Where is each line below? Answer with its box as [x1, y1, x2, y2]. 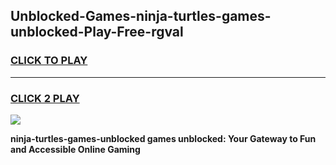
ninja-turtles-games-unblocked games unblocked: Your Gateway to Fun [10, 132, 317, 144]
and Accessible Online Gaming [10, 143, 141, 155]
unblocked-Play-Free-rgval [10, 24, 184, 41]
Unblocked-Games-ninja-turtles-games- [10, 8, 272, 25]
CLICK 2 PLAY [10, 91, 80, 105]
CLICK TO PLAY [10, 54, 88, 68]
